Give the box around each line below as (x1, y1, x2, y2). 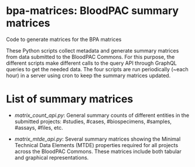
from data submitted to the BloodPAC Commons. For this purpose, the (6, 53, 175, 60)
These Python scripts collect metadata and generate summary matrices (6, 47, 179, 54)
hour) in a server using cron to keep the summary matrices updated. (6, 72, 171, 79)
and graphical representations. (14, 154, 89, 161)
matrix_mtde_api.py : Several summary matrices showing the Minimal (14, 135, 181, 142)
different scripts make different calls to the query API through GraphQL (6, 60, 177, 67)
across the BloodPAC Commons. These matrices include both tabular (14, 148, 182, 155)
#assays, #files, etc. (14, 124, 63, 131)
